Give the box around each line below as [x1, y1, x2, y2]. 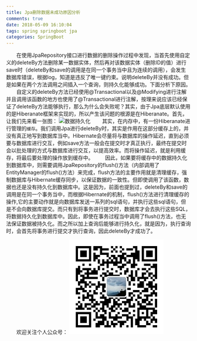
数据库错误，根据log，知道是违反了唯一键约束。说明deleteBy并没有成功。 [6, 74, 184, 81]
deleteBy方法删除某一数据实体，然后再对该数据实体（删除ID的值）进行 [16, 59, 186, 66]
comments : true [6, 15, 43, 22]
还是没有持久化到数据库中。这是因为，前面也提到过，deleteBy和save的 [16, 183, 188, 190]
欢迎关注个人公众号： [16, 329, 68, 336]
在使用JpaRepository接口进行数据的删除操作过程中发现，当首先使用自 [16, 52, 185, 59]
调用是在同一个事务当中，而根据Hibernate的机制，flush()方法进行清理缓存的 [6, 191, 189, 198]
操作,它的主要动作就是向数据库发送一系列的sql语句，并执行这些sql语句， [6, 198, 181, 205]
